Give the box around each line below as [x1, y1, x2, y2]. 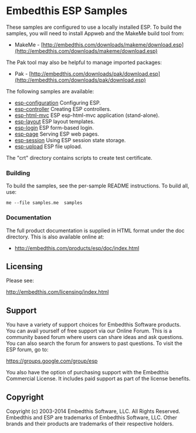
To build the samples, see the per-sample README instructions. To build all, [6, 182, 190, 189]
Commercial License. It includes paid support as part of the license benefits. [6, 375, 191, 382]
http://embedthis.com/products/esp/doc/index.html [14, 244, 140, 251]
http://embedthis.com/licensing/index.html [6, 288, 109, 296]
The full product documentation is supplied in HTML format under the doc [6, 227, 185, 234]
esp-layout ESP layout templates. [14, 118, 95, 125]
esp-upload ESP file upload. [14, 143, 83, 150]
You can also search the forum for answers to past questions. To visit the [6, 340, 183, 347]
